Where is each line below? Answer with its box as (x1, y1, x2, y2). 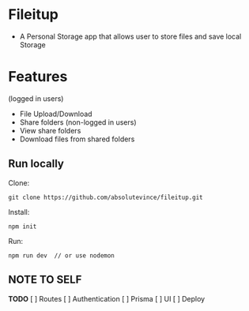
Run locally (8, 157, 65, 170)
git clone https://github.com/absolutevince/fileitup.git (8, 193, 203, 201)
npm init (8, 223, 37, 230)
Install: (8, 207, 30, 216)
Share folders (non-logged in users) (19, 117, 137, 127)
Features (8, 68, 68, 86)
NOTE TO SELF (8, 273, 82, 287)
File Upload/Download (19, 109, 92, 118)
